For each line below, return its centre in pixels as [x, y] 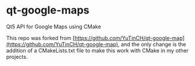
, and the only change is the [152, 44]
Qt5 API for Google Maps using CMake [54, 27]
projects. [17, 57]
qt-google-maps [48, 10]
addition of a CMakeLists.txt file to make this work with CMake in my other [97, 50]
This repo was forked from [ [41, 38]
